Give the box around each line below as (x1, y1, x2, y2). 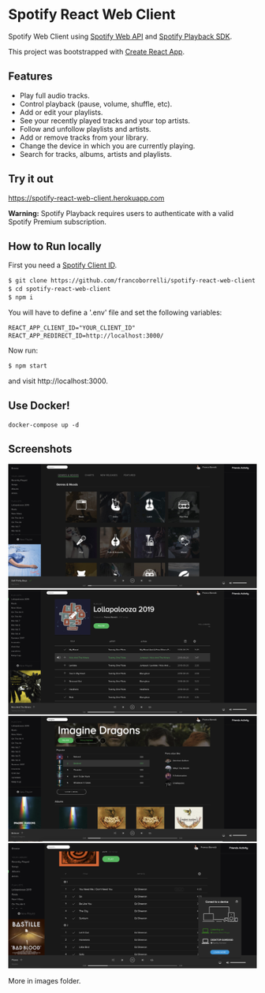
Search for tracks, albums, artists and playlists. (19, 149, 172, 159)
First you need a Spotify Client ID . (8, 260, 118, 270)
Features (8, 69, 53, 84)
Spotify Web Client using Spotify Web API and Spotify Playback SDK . (8, 32, 233, 41)
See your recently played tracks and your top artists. (19, 116, 191, 125)
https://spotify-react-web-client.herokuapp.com (8, 193, 165, 203)
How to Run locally (8, 239, 102, 253)
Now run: (8, 345, 38, 355)
